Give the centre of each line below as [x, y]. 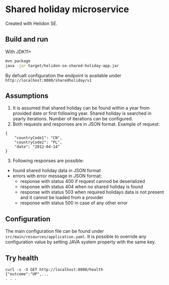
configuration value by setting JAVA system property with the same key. [81, 242]
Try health [22, 258]
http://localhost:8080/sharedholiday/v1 [49, 80]
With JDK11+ [19, 51]
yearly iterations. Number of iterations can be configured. [73, 119]
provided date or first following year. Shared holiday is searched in [82, 113]
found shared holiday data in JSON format [57, 171]
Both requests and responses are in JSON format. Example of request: [86, 124]
